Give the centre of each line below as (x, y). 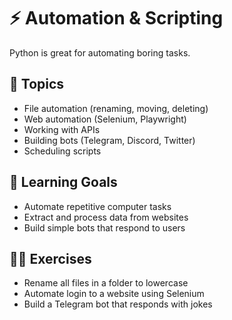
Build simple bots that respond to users (104, 227)
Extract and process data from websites (106, 217)
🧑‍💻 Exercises (50, 258)
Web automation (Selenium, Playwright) (105, 119)
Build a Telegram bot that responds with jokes (118, 304)
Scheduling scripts (62, 151)
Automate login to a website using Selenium (114, 294)
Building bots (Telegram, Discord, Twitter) (109, 140)
